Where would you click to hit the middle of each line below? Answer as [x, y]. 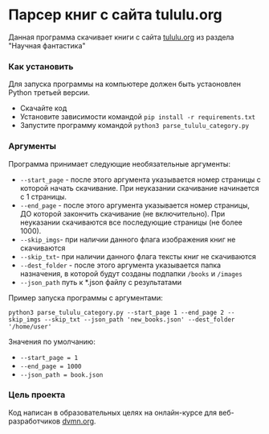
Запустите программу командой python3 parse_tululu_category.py [134, 126]
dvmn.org [78, 421]
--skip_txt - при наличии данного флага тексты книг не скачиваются [138, 256]
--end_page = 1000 [51, 366]
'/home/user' [30, 327]
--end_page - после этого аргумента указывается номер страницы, [135, 205]
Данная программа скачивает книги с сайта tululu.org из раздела [121, 37]
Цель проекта [37, 395]
